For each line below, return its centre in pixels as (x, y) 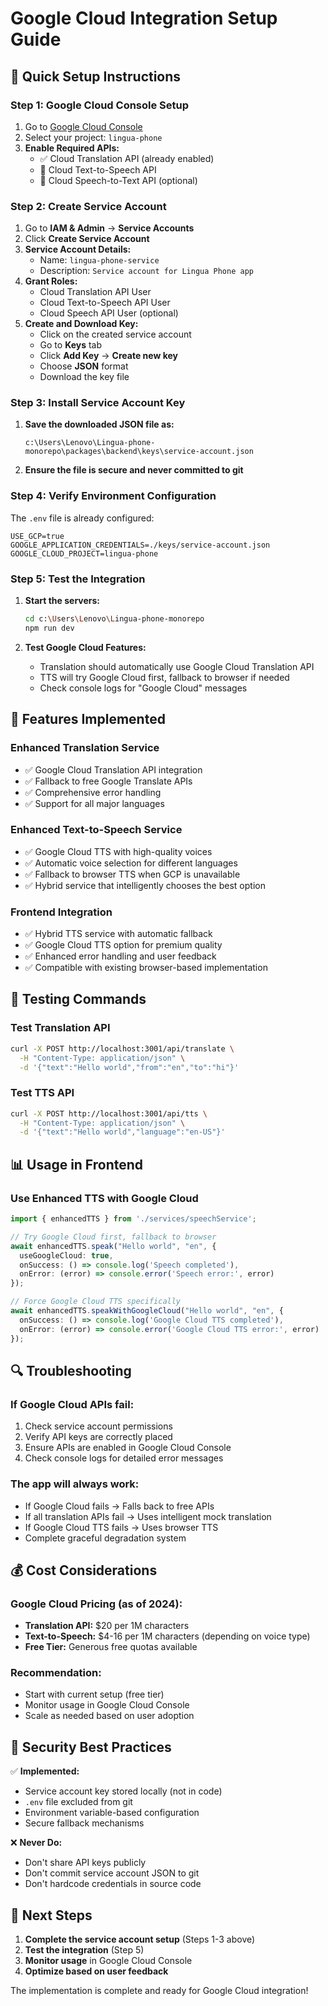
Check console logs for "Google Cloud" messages (143, 688)
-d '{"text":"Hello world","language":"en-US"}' (122, 1132)
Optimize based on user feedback (96, 1971)
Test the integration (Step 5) (84, 1950)
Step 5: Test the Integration (78, 579)
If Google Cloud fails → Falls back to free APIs (119, 1506)
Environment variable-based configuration (112, 1813)
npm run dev (49, 628)
